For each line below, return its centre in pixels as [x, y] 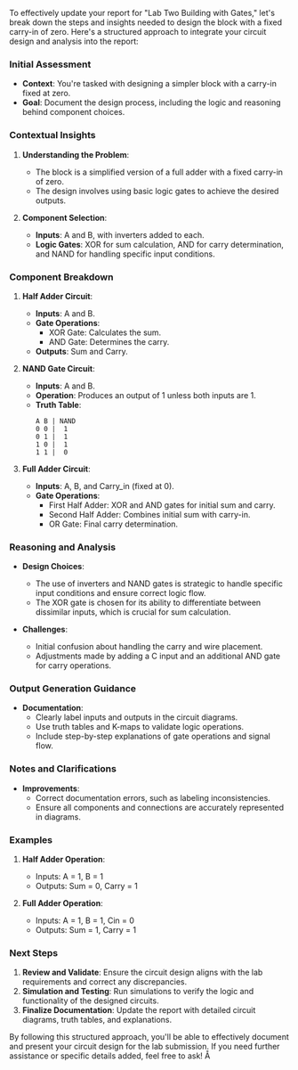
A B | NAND [56, 421]
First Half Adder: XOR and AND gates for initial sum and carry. [162, 505]
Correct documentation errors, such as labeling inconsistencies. [153, 797]
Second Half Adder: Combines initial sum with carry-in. [149, 514]
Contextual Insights [52, 135]
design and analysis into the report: [74, 41]
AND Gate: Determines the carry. [109, 341]
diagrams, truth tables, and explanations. [97, 1020]
